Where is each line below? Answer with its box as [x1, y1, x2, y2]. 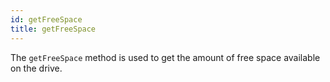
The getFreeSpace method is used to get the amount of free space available [10, 51, 321, 63]
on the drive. [10, 62, 63, 74]
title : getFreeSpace [10, 24, 97, 34]
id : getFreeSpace [10, 14, 83, 25]
